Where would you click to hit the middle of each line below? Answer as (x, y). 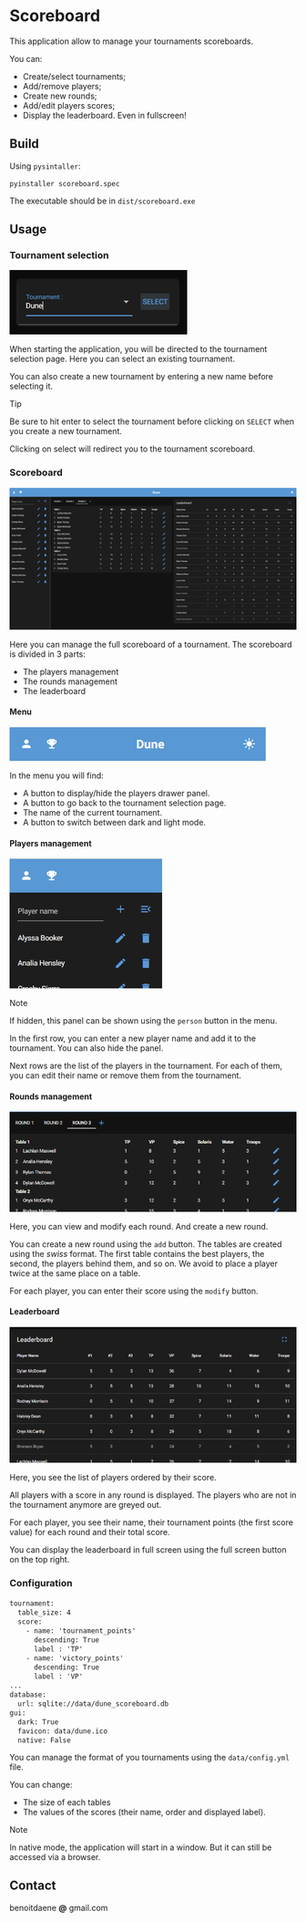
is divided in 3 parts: (48, 654)
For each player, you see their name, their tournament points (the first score (152, 1522)
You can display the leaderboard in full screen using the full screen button (148, 1550)
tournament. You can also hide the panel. (87, 1048)
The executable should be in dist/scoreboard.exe (102, 201)
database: (28, 1694)
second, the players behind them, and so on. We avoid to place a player (144, 1263)
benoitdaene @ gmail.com (59, 1907)
